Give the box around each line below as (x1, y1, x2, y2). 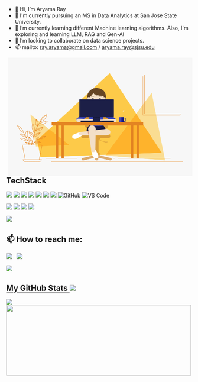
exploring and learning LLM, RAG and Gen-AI (14, 31, 125, 38)
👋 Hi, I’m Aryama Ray (14, 6, 66, 12)
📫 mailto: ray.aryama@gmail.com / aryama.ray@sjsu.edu (14, 44, 155, 50)
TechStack (6, 176, 47, 186)
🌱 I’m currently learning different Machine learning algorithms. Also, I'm (14, 24, 189, 31)
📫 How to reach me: (6, 234, 83, 244)
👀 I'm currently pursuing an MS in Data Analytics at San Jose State (14, 12, 177, 19)
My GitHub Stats (6, 283, 68, 293)
